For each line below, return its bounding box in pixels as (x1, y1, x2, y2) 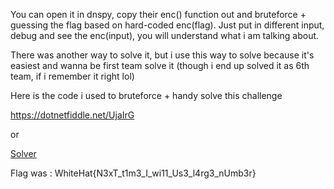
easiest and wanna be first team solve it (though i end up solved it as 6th (10, 60, 310, 71)
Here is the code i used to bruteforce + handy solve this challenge (10, 90, 283, 101)
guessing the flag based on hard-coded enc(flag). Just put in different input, (10, 19, 325, 31)
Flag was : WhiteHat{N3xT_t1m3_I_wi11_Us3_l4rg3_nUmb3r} (10, 167, 257, 179)
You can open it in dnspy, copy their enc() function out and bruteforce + (10, 9, 307, 20)
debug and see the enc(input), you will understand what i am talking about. (10, 30, 320, 41)
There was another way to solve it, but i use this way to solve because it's (10, 49, 315, 61)
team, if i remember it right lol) (10, 70, 135, 82)
